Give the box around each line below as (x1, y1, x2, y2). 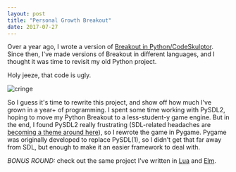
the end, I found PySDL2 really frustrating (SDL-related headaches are (7, 121, 211, 129)
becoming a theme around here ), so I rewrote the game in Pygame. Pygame (7, 128, 227, 137)
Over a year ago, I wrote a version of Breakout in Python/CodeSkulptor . (7, 43, 213, 51)
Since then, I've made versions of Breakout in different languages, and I (7, 50, 215, 58)
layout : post (7, 10, 46, 18)
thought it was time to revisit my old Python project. (7, 58, 157, 66)
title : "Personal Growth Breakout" (7, 17, 112, 24)
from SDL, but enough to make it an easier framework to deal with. (7, 143, 201, 152)
